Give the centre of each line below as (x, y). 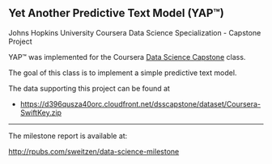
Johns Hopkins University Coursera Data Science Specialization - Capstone (135, 32)
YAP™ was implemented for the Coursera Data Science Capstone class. (127, 57)
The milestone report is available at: (68, 136)
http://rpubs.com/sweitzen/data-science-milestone (94, 151)
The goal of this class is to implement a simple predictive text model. (123, 73)
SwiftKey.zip (41, 112)
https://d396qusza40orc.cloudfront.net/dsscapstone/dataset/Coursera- (140, 103)
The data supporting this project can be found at (89, 88)
